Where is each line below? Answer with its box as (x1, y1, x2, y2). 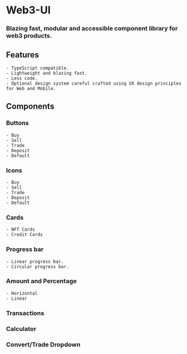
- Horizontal (6, 290, 38, 296)
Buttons (6, 119, 29, 127)
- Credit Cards (6, 232, 43, 238)
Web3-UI (6, 4, 51, 17)
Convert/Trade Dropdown (6, 340, 81, 348)
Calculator (6, 325, 37, 333)
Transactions (6, 309, 45, 317)
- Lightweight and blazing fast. (6, 70, 88, 76)
